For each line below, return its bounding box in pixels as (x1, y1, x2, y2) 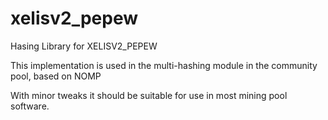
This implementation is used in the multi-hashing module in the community (10, 59, 318, 71)
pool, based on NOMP (10, 70, 102, 82)
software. (10, 100, 50, 112)
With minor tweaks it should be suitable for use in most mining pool (10, 89, 288, 101)
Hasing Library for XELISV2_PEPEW (10, 40, 158, 52)
